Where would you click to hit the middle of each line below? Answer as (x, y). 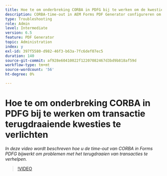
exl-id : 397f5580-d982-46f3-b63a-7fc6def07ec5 (54, 51)
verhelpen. (16, 159)
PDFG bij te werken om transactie (75, 114)
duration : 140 (20, 56)
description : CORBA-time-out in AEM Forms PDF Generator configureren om (83, 14)
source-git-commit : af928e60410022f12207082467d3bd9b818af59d (71, 60)
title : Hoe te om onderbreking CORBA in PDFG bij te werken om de (75, 10)
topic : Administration (29, 42)
